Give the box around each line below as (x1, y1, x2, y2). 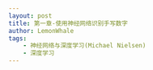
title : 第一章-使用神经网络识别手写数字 (8, 19, 128, 27)
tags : (8, 34, 27, 43)
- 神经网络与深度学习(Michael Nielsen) (23, 42, 147, 50)
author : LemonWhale (8, 27, 74, 35)
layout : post (8, 11, 53, 20)
